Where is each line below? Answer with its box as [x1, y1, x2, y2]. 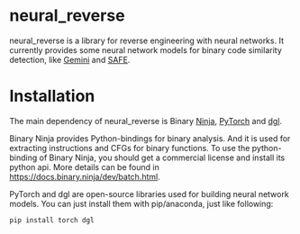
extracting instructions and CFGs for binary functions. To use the [9, 142, 250, 153]
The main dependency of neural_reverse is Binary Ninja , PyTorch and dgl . [9, 115, 282, 126]
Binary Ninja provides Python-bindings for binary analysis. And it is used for [9, 132, 291, 144]
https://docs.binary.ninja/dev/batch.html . [9, 171, 160, 182]
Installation [9, 86, 95, 106]
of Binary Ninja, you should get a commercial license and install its [39, 152, 286, 163]
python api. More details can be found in [9, 161, 159, 172]
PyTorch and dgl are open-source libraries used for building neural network [9, 188, 290, 199]
